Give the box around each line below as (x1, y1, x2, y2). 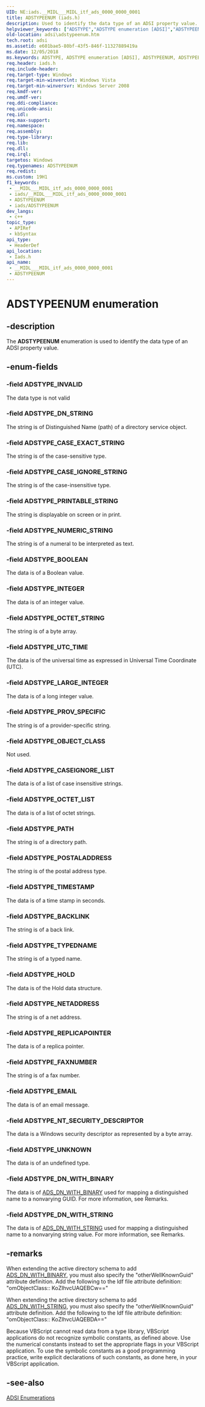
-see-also (6, 1378, 45, 1388)
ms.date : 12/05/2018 (6, 49, 59, 55)
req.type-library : (6, 134, 53, 141)
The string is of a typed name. (6, 955, 82, 963)
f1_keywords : (6, 180, 40, 186)
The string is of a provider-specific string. (6, 722, 111, 729)
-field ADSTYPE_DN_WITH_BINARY (6, 1174, 114, 1183)
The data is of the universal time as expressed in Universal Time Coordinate (6, 657, 197, 664)
